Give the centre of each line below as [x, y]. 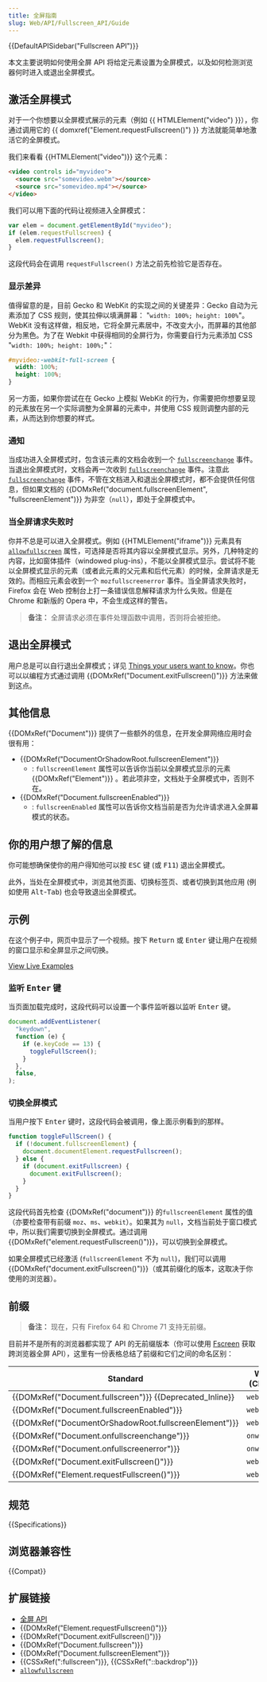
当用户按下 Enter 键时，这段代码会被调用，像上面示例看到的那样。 [118, 1121]
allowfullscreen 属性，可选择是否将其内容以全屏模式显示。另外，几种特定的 [133, 550]
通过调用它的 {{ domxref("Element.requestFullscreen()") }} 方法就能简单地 [129, 130]
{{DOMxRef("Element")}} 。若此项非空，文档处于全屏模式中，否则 [139, 779]
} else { [30, 1159]
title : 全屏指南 [33, 16]
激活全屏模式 [40, 99]
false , [26, 1074]
